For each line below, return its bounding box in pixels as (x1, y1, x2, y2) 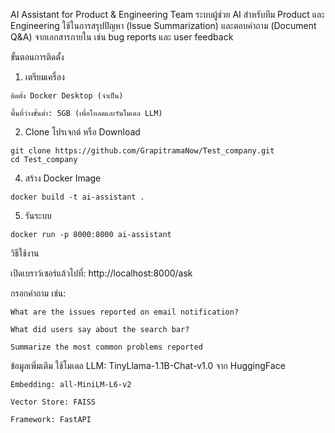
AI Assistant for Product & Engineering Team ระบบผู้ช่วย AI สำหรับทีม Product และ (10, 9, 325, 20)
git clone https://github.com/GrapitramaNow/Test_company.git (10, 146, 275, 156)
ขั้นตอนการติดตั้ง (10, 51, 65, 63)
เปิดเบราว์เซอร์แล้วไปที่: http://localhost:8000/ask (10, 267, 193, 279)
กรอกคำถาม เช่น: (10, 287, 67, 299)
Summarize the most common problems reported (10, 342, 203, 352)
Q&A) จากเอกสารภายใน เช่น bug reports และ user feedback (10, 31, 234, 43)
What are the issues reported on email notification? (10, 307, 240, 317)
